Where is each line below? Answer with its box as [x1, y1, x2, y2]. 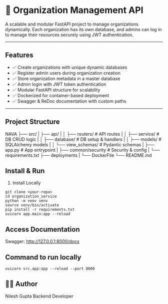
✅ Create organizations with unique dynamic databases [12, 64, 127, 70]
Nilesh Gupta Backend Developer [5, 293, 73, 299]
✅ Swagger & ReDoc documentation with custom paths [12, 98, 126, 104]
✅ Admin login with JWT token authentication [12, 81, 106, 87]
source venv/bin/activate [5, 203, 59, 208]
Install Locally [12, 180, 41, 186]
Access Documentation [5, 225, 80, 233]
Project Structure [5, 118, 60, 126]
